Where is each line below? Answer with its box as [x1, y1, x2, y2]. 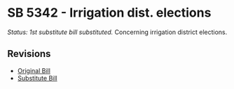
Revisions [7, 48, 51, 60]
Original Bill [17, 66, 51, 74]
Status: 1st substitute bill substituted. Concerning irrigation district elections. [7, 28, 228, 36]
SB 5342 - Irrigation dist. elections [7, 5, 212, 21]
